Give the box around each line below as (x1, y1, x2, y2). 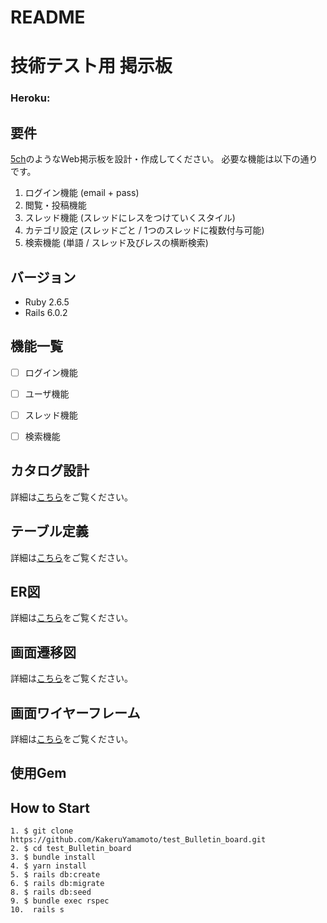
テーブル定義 (10, 523, 89, 540)
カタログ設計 (10, 462, 90, 480)
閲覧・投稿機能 (24, 199, 87, 211)
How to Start (10, 799, 90, 816)
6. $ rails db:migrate (10, 879, 105, 889)
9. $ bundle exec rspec (10, 896, 110, 906)
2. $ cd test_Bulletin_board (10, 844, 132, 854)
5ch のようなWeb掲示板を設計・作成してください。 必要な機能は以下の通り (10, 153, 318, 165)
